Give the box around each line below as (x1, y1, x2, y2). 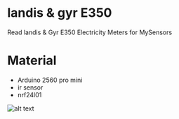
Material (7, 52, 57, 69)
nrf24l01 (17, 90, 42, 99)
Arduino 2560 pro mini (17, 76, 83, 84)
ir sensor (17, 83, 44, 92)
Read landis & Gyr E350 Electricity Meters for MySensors (7, 28, 173, 36)
